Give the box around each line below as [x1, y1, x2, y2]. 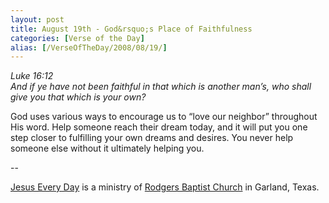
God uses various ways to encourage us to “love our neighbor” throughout [10, 111, 318, 123]
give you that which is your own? [10, 91, 147, 103]
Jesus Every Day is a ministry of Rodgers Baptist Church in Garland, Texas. [10, 181, 320, 193]
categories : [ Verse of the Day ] [10, 33, 145, 43]
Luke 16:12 [10, 70, 54, 82]
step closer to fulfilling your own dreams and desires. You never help [10, 132, 294, 144]
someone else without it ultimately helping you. [10, 142, 205, 155]
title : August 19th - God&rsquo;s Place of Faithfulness [10, 24, 253, 34]
